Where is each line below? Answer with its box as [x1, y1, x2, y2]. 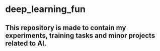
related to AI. [5, 39, 47, 47]
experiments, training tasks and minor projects [5, 31, 155, 39]
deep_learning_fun [5, 3, 86, 15]
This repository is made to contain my [5, 23, 126, 32]
